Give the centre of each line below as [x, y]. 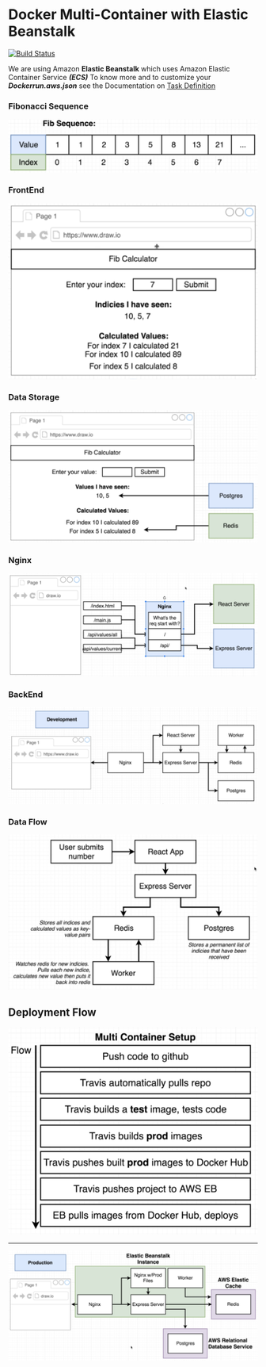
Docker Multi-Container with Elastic [128, 15]
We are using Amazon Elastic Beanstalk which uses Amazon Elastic [119, 68]
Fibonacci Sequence [48, 106]
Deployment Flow [52, 1012]
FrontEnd [27, 190]
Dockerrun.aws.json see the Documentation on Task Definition [112, 86]
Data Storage [34, 397]
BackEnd [26, 694]
